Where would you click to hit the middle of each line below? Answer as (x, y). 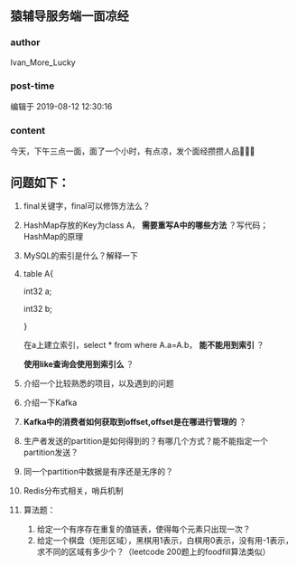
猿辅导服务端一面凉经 (70, 16)
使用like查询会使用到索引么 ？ (79, 364)
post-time (32, 86)
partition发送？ (51, 452)
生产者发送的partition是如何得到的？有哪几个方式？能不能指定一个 (146, 441)
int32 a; (37, 291)
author (25, 42)
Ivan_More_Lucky (43, 62)
